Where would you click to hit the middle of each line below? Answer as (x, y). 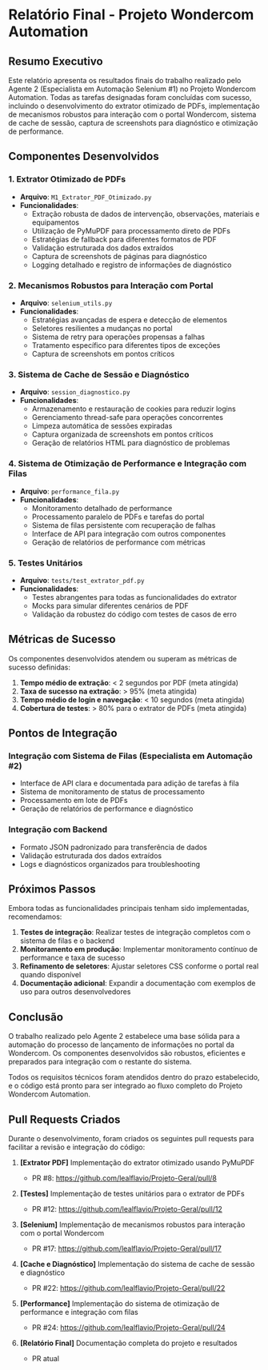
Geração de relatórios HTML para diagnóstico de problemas (131, 443)
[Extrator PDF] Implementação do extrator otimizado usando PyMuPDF (137, 1163)
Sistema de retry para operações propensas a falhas (118, 337)
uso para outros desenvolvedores (75, 992)
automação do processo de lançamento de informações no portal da (121, 1044)
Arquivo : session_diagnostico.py (75, 392)
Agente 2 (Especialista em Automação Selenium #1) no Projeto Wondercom (132, 89)
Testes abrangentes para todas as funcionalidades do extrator (134, 597)
